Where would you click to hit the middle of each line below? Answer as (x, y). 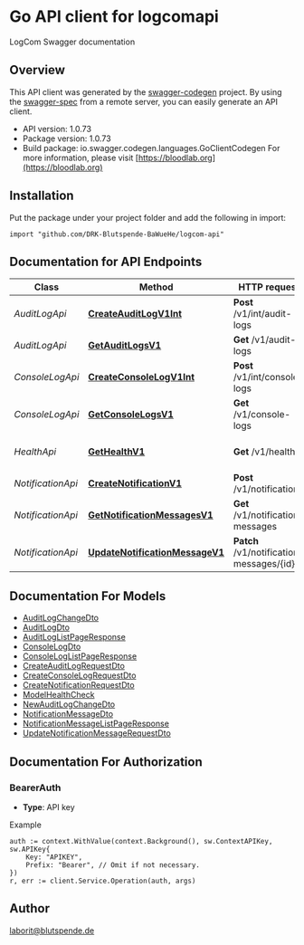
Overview (38, 70)
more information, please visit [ (80, 157)
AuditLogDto (46, 627)
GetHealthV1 (117, 452)
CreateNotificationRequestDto (78, 685)
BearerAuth (35, 787)
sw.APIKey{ (30, 849)
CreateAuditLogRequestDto (73, 666)
